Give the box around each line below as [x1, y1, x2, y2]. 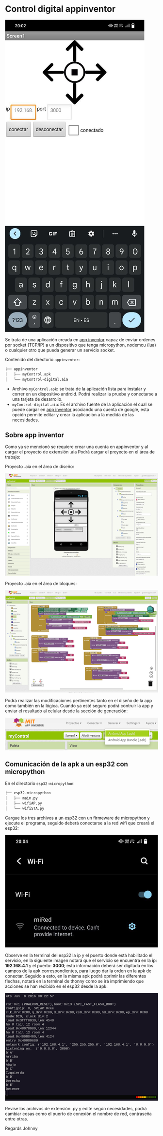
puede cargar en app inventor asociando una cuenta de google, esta [12, 406, 149, 412]
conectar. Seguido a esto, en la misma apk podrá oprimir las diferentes [5, 973, 147, 979]
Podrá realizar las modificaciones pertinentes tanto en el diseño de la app [5, 698, 152, 704]
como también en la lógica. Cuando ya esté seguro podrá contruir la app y [5, 703, 154, 709]
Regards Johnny [5, 1125, 38, 1131]
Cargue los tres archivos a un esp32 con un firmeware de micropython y [5, 815, 150, 821]
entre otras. [5, 1116, 28, 1122]
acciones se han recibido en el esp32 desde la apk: [5, 983, 108, 989]
